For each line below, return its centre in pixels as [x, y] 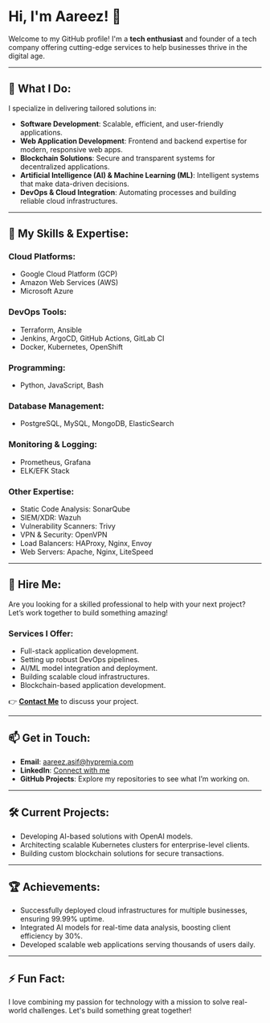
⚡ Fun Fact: [37, 978]
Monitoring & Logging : [53, 445]
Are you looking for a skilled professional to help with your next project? [127, 604]
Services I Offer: [41, 633]
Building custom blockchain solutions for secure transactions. [122, 853]
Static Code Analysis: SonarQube [75, 509]
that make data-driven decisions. [75, 184]
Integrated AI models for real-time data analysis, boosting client [125, 928]
